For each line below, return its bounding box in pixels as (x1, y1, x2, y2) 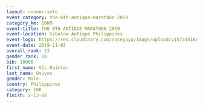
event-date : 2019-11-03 (6, 43, 66, 49)
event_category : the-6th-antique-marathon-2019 (6, 14, 129, 20)
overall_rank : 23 (6, 48, 50, 54)
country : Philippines (6, 82, 61, 88)
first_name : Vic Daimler (6, 64, 69, 71)
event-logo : (6, 37, 36, 43)
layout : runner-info (6, 8, 59, 15)
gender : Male (6, 76, 39, 82)
